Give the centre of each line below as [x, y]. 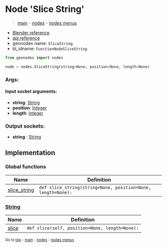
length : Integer [28, 113]
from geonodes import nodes [34, 58]
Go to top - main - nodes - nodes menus [40, 240]
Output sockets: [25, 126]
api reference [26, 38]
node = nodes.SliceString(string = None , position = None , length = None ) [78, 67]
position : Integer [30, 108]
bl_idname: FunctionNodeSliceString [50, 48]
